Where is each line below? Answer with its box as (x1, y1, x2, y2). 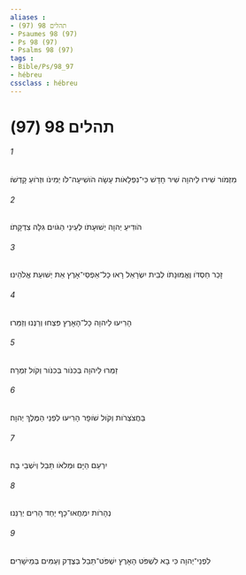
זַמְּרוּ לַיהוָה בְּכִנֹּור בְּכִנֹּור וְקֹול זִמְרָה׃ (10, 364, 119, 375)
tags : (10, 54, 35, 63)
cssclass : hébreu (10, 79, 78, 88)
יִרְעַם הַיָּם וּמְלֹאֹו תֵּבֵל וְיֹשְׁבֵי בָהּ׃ (10, 460, 108, 471)
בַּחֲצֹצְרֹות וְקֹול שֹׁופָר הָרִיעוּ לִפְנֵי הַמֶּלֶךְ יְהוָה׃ (10, 412, 146, 423)
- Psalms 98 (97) (10, 46, 74, 55)
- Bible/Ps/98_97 (10, 63, 74, 72)
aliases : (10, 12, 47, 22)
